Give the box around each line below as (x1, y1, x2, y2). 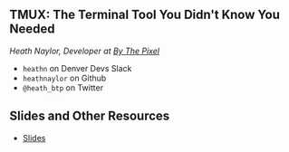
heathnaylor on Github (22, 72, 107, 83)
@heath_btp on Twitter (22, 81, 104, 93)
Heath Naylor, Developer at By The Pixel (9, 45, 160, 56)
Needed (9, 22, 56, 37)
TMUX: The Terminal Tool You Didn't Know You (9, 7, 281, 23)
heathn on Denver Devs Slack (22, 62, 132, 73)
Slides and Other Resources (9, 109, 170, 124)
